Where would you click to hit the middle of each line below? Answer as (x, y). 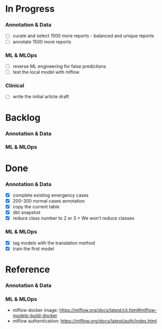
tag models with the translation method (54, 243)
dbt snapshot (26, 212)
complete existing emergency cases (51, 195)
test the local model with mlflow (46, 72)
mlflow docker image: (35, 310)
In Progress (30, 9)
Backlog (23, 117)
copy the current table (36, 207)
